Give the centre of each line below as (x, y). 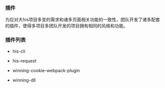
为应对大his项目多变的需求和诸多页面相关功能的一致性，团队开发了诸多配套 (83, 20)
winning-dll (24, 80)
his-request (24, 61)
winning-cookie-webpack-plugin (46, 70)
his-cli (19, 51)
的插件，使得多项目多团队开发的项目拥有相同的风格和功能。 (66, 26)
